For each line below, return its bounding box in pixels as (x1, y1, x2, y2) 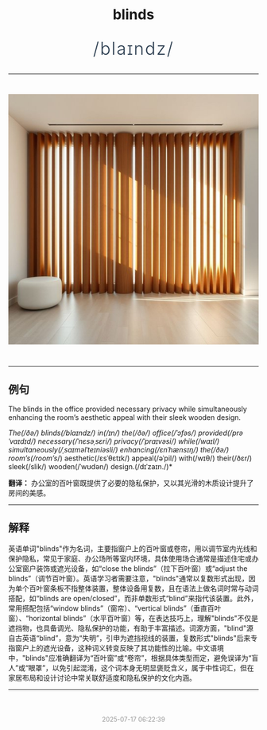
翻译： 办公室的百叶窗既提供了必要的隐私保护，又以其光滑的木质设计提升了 (8, 479, 254, 487)
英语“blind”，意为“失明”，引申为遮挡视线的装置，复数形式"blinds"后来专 (21, 633, 258, 643)
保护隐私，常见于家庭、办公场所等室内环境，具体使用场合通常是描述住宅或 (8, 553, 252, 563)
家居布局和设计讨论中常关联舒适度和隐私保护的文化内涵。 (8, 673, 196, 682)
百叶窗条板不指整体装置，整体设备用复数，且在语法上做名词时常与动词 (29, 583, 259, 593)
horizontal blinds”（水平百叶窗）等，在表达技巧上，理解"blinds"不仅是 (29, 613, 259, 623)
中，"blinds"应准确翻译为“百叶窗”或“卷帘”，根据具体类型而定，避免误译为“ (8, 653, 252, 662)
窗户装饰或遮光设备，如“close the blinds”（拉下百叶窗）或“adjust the (21, 563, 248, 573)
